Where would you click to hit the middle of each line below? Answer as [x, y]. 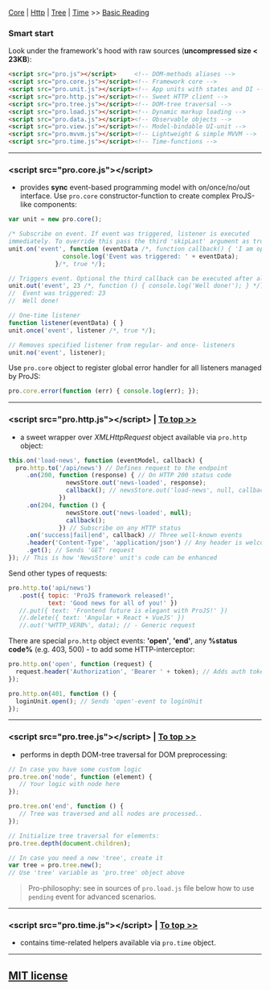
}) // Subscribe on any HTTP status [120, 528]
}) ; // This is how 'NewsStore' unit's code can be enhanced [113, 558]
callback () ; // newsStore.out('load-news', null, [150, 491]
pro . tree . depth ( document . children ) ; [70, 843]
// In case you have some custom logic [75, 769]
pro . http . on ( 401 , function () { [62, 693]
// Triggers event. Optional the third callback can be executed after [131, 278]
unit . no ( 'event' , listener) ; [57, 352]
